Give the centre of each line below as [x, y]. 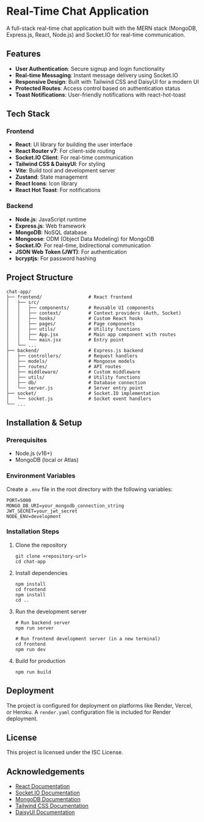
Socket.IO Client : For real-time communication [74, 158]
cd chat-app [30, 561]
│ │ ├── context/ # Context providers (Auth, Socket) [94, 313]
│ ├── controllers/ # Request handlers [72, 356]
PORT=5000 [19, 500]
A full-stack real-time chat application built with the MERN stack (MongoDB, [102, 28]
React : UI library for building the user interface [74, 144]
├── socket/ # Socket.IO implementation [83, 393]
